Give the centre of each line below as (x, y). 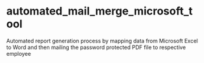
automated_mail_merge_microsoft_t (100, 11)
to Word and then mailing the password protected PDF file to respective (96, 47)
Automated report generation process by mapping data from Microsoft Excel (102, 41)
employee (19, 53)
